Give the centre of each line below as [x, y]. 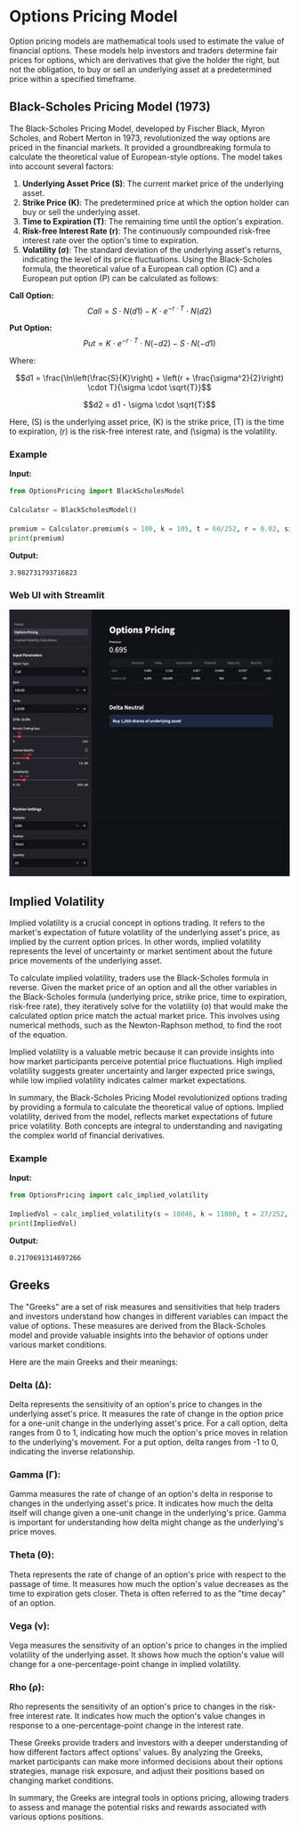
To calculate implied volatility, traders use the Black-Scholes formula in [139, 978]
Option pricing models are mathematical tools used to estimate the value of [147, 41]
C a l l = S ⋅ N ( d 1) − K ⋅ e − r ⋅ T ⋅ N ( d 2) [149, 310]
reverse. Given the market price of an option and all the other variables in [143, 988]
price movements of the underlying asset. [86, 961]
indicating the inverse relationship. [73, 1452]
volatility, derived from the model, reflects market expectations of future [141, 1117]
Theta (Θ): [32, 1555]
